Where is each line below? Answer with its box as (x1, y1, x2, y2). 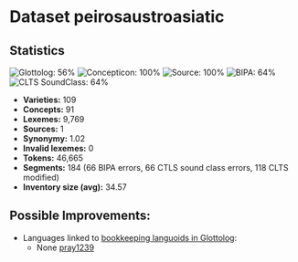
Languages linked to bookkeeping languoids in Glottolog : (22, 232, 238, 243)
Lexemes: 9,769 (22, 114, 85, 124)
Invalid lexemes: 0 (22, 143, 94, 153)
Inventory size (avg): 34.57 (22, 182, 128, 193)
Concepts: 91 (22, 104, 75, 115)
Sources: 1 (22, 123, 64, 134)
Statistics (9, 43, 66, 58)
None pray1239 (36, 242, 94, 253)
